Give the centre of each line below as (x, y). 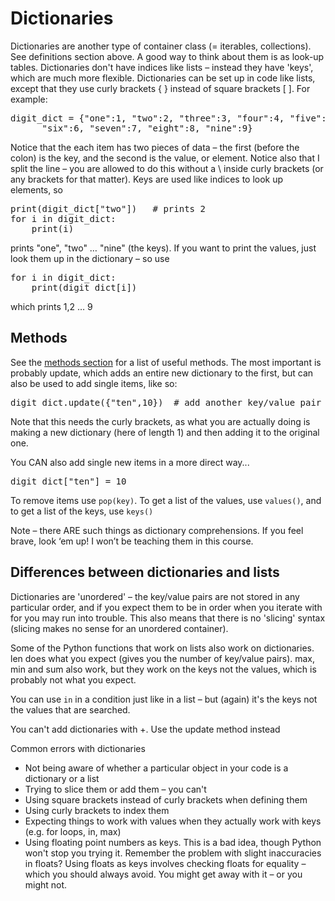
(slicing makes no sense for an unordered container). (119, 628)
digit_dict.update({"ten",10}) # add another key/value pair (166, 402)
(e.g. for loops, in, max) (73, 831)
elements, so (36, 189)
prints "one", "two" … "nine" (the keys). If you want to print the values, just (163, 248)
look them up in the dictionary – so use (90, 258)
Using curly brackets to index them (97, 810)
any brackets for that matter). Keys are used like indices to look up (147, 179)
